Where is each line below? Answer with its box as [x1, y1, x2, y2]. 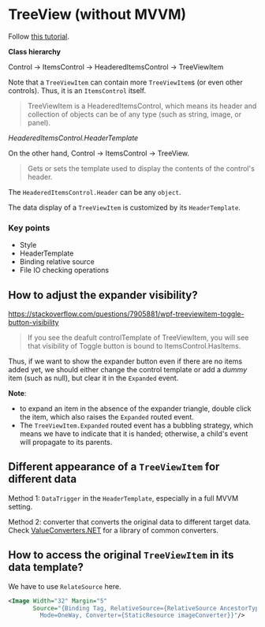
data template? [8, 561, 84, 574]
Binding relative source [19, 257, 95, 267]
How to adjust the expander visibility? [8, 288, 199, 301]
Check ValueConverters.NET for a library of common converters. [8, 525, 219, 535]
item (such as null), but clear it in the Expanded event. [8, 373, 179, 383]
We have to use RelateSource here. [8, 581, 121, 591]
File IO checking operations [19, 266, 109, 275]
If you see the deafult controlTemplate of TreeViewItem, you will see [27, 333, 249, 342]
